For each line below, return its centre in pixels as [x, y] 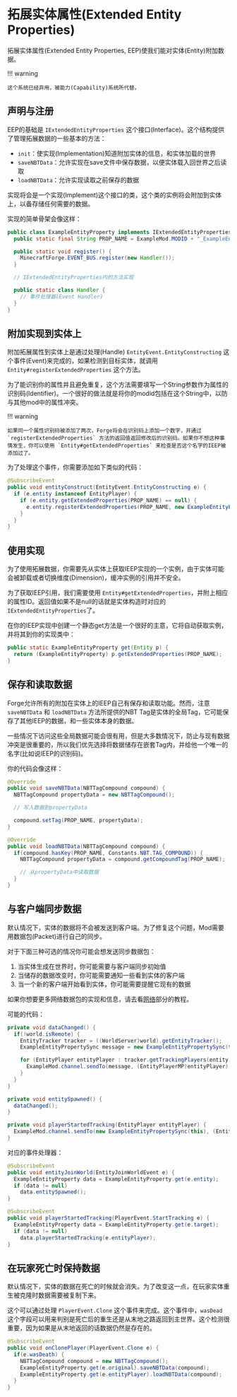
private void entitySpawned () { [55, 1099]
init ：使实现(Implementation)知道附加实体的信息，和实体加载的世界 [117, 153]
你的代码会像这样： [35, 768]
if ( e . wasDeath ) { [39, 1355]
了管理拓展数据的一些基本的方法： [57, 138]
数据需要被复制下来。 [69, 1295]
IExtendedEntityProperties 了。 [53, 610]
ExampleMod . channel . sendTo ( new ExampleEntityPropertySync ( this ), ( [115, 1132]
